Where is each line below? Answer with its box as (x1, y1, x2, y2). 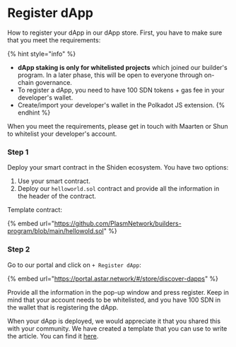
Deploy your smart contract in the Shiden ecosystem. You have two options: (7, 163, 229, 172)
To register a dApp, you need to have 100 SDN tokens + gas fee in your (17, 86, 225, 94)
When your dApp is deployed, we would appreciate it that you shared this (7, 317, 221, 325)
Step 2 (7, 245, 30, 254)
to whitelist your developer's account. (7, 129, 117, 138)
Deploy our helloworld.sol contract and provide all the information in (17, 184, 220, 193)
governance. (35, 78, 73, 86)
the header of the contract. (17, 192, 97, 201)
